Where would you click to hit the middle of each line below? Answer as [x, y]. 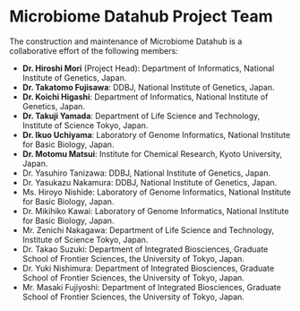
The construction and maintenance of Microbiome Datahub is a [126, 41]
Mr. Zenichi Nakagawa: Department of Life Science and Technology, [148, 229]
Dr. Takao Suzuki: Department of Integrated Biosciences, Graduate [145, 249]
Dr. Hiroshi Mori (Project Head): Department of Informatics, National [148, 68]
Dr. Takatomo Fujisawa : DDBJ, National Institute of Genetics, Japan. [148, 87]
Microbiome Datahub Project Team [141, 17]
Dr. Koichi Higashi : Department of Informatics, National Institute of [145, 97]
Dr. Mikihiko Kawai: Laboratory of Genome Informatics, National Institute [155, 211]
